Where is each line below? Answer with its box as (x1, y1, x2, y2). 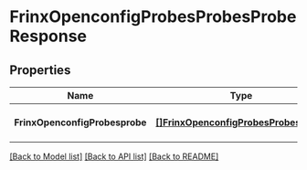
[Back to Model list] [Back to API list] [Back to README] (9, 151, 219, 162)
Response (9, 26, 88, 47)
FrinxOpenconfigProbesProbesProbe (9, 6, 297, 27)
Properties (9, 62, 71, 78)
